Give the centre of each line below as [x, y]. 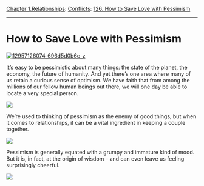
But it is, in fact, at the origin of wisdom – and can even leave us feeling [95, 158]
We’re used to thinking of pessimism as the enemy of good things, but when [101, 116]
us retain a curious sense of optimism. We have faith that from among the [98, 80]
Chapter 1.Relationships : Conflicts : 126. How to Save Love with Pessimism [98, 9]
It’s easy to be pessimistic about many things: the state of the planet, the [97, 67]
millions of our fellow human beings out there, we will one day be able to [97, 87]
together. [18, 129]
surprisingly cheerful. [33, 165]
